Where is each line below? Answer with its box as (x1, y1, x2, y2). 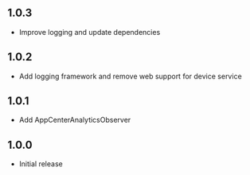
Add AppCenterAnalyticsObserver (18, 115, 131, 125)
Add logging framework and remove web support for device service (18, 71, 242, 81)
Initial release (18, 159, 63, 169)
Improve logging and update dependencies (18, 27, 161, 36)
